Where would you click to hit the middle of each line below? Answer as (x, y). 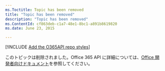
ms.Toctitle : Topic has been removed (44, 10)
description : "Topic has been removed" (47, 19)
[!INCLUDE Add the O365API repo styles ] (48, 47)
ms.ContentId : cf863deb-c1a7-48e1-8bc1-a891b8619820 (61, 24)
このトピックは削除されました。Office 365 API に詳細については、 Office (79, 57)
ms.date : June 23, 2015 (30, 28)
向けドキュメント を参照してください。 (53, 63)
